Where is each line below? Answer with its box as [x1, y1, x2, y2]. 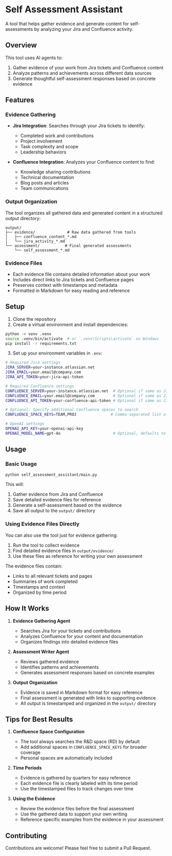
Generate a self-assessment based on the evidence [12, 502, 122, 509]
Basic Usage [5, 460, 37, 468]
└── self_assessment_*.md [14, 247, 70, 252]
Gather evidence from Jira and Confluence [12, 491, 103, 497]
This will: [5, 481, 24, 488]
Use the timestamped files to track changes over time [20, 786, 134, 792]
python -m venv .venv [5, 331, 52, 337]
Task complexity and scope [20, 144, 78, 150]
